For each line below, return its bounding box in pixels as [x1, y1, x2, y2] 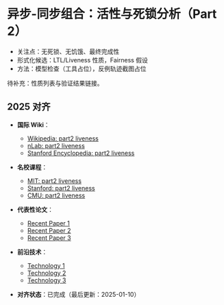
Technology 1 [27, 261, 65, 269]
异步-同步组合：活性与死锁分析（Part [7, 6, 217, 22]
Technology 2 [27, 269, 66, 277]
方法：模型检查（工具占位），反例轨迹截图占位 [16, 64, 147, 73]
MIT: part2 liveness [27, 176, 82, 185]
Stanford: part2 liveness [27, 184, 95, 192]
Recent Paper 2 [27, 226, 71, 234]
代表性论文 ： [16, 205, 53, 213]
